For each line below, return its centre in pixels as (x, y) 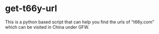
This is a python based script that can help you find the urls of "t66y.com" (80, 22)
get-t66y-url (31, 8)
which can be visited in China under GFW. (47, 27)
